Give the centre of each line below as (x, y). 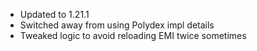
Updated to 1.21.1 (54, 14)
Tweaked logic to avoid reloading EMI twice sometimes (133, 35)
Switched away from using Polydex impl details (117, 25)
